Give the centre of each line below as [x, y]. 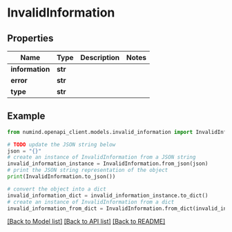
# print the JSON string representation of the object [88, 171]
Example [26, 116]
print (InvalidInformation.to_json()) [61, 177]
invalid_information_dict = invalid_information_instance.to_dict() [108, 195]
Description [100, 58]
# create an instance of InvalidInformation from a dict [91, 202]
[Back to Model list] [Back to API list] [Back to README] [86, 222]
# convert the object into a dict [57, 189]
